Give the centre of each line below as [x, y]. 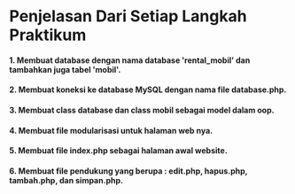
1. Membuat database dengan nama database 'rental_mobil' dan [130, 60]
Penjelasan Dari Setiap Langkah [128, 16]
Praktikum [48, 35]
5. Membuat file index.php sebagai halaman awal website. [118, 151]
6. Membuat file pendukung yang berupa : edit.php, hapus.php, [128, 171]
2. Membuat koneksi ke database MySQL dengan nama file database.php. [148, 89]
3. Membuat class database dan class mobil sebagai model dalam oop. [142, 110]
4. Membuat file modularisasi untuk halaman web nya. [111, 130]
